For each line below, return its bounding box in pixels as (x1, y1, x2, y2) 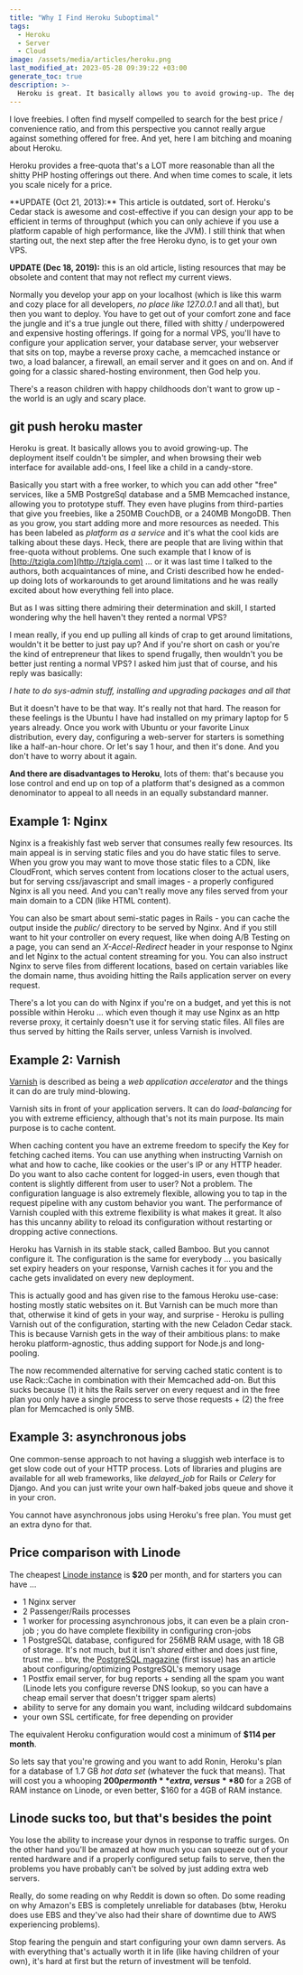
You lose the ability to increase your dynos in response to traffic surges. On (9, 1834, 289, 1846)
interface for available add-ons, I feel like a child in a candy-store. (9, 462, 253, 473)
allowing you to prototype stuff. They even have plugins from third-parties (9, 498, 284, 510)
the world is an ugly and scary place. (9, 393, 147, 403)
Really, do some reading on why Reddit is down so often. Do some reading (9, 1890, 286, 1901)
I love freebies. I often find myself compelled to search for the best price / (9, 114, 283, 125)
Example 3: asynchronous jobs (9, 1430, 187, 1445)
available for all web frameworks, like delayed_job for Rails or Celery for (9, 1472, 277, 1483)
